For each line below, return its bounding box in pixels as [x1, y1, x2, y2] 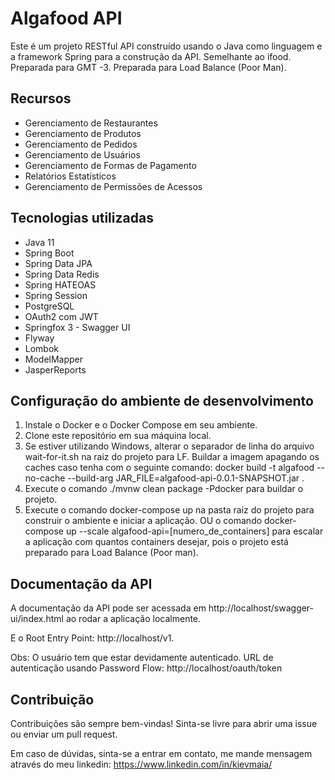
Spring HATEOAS [24, 278, 97, 291]
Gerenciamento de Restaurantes [24, 117, 158, 129]
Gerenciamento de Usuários [24, 148, 141, 161]
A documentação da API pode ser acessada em [10, 602, 207, 614]
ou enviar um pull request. [10, 728, 118, 740]
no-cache [24, 472, 66, 484]
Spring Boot [24, 247, 75, 259]
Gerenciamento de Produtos [24, 127, 142, 139]
